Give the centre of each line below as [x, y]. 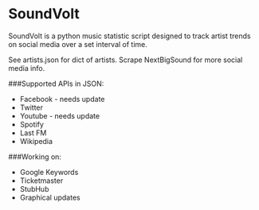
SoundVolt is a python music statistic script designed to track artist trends [129, 36]
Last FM [33, 133]
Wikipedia [36, 141]
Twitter [31, 107]
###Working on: [35, 157]
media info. [27, 68]
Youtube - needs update [60, 115]
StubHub [34, 189]
